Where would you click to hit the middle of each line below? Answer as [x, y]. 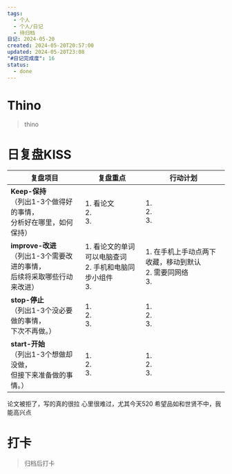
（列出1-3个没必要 [42, 310]
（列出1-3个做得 [38, 202]
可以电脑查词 [106, 257]
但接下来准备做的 [39, 375]
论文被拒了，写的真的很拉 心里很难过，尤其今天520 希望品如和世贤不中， [111, 404]
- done [23, 71]
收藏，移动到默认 [173, 262]
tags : [15, 13]
